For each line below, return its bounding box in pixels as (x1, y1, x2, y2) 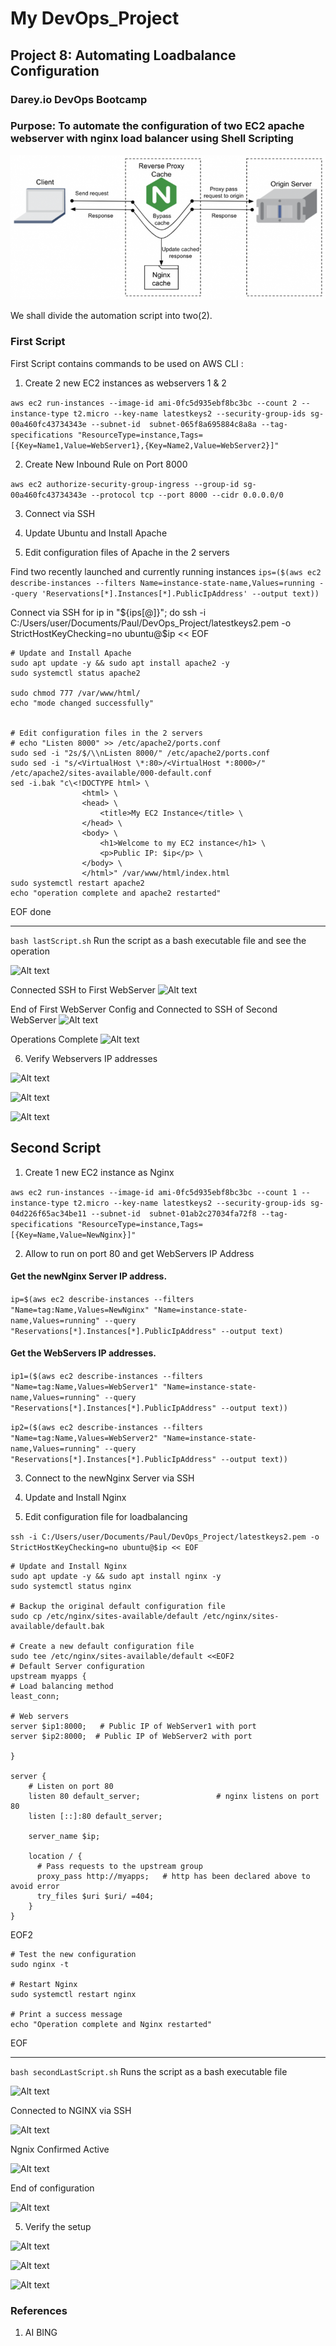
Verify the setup (24, 2221, 92, 2232)
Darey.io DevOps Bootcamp (10, 92, 148, 106)
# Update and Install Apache (10, 648, 132, 658)
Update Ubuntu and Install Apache (24, 527, 168, 539)
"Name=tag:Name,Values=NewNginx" (10, 1305, 150, 1315)
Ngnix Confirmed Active (10, 2143, 110, 2155)
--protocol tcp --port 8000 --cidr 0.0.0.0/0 (90, 490, 284, 500)
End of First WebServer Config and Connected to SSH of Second (10, 1003, 278, 1015)
